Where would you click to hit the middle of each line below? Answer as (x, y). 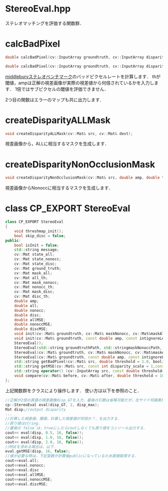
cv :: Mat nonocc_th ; (34, 287)
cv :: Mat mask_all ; (33, 273)
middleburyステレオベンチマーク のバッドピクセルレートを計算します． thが (83, 76)
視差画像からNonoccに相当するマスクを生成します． (59, 188)
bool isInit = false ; (36, 245)
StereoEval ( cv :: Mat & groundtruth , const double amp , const (77, 357)
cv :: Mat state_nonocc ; (38, 259)
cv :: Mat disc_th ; (32, 296)
